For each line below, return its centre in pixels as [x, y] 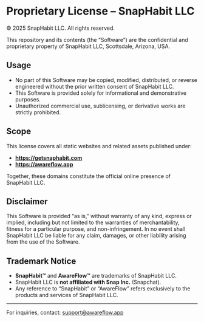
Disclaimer [27, 201]
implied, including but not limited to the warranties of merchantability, [93, 222]
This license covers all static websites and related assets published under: [99, 146]
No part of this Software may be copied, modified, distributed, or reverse [106, 80]
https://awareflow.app [44, 164]
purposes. [28, 99]
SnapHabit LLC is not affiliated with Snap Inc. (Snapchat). [88, 282]
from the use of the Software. [43, 242]
